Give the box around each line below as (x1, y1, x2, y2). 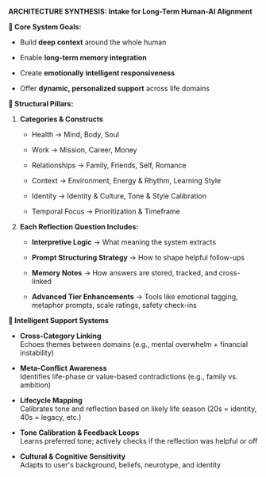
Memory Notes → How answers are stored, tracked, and (31, 268, 218, 277)
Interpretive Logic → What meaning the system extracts (31, 237, 217, 247)
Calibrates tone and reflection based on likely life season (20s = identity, (19, 404, 257, 414)
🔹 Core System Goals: (8, 22, 82, 31)
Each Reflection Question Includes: (19, 222, 139, 231)
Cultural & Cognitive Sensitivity (19, 452, 126, 461)
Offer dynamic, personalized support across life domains (19, 83, 210, 93)
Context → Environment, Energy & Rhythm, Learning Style (31, 176, 222, 185)
